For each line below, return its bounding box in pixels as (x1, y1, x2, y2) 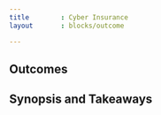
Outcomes (9, 61, 68, 76)
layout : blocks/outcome (9, 21, 125, 30)
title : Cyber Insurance (9, 12, 128, 22)
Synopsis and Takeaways (9, 92, 153, 107)
